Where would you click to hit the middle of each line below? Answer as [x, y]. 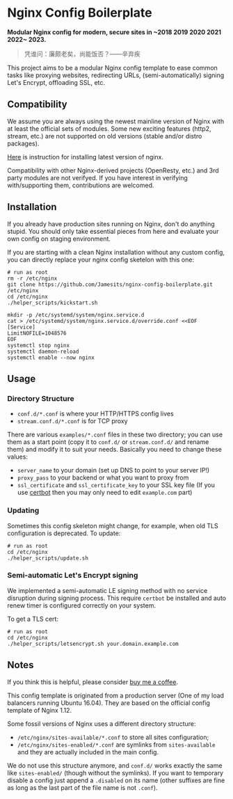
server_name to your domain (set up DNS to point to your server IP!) [113, 470]
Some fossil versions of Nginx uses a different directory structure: [102, 723]
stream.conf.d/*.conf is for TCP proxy [72, 421]
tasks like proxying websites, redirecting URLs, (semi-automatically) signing [116, 75]
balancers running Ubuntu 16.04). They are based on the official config [109, 703]
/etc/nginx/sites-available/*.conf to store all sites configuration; [113, 737]
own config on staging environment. [59, 239]
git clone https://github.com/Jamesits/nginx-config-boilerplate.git [110, 284]
